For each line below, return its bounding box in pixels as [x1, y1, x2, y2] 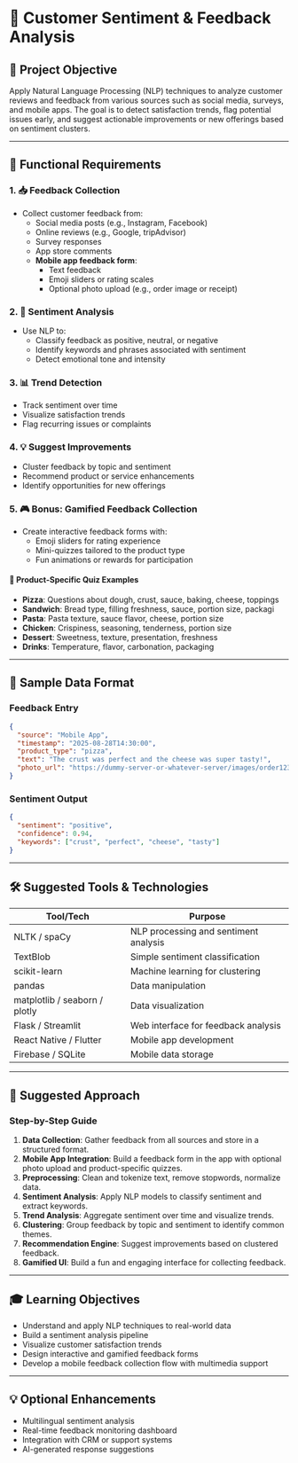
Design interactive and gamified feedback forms [21, 1348, 199, 1359]
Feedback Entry [9, 702, 79, 715]
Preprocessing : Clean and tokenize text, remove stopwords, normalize [21, 1172, 281, 1183]
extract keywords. [21, 1201, 89, 1211]
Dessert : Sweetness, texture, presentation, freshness [21, 632, 218, 643]
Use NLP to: [21, 325, 67, 336]
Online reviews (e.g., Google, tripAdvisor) [35, 226, 186, 238]
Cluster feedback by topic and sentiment [21, 461, 171, 472]
